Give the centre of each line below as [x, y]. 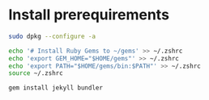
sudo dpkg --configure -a [52, 36]
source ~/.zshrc [36, 73]
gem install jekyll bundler [56, 88]
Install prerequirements [89, 15]
